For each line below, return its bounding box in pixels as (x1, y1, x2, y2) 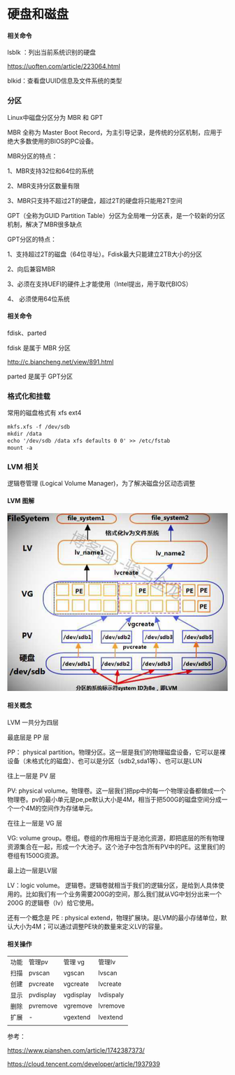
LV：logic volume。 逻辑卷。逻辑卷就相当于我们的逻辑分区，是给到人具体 (7, 881, 219, 890)
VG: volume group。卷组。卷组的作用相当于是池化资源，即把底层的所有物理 (7, 834, 225, 842)
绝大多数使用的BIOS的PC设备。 (7, 137, 98, 145)
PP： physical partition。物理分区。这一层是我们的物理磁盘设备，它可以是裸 (7, 748, 226, 757)
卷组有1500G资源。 (7, 851, 63, 860)
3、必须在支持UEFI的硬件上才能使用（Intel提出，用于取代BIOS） (7, 280, 192, 288)
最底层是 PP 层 (7, 733, 50, 741)
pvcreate (29, 979, 55, 988)
